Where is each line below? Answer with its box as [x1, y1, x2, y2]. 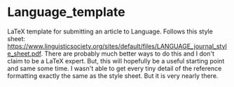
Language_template [7, 4, 125, 20]
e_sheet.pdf [7, 49, 41, 58]
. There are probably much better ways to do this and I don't [41, 49, 215, 58]
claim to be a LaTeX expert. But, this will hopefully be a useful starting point [7, 56, 225, 65]
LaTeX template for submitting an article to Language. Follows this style [7, 27, 214, 35]
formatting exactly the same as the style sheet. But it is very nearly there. [7, 71, 219, 80]
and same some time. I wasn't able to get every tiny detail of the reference [7, 64, 222, 72]
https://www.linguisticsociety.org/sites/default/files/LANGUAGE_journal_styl [7, 42, 228, 50]
